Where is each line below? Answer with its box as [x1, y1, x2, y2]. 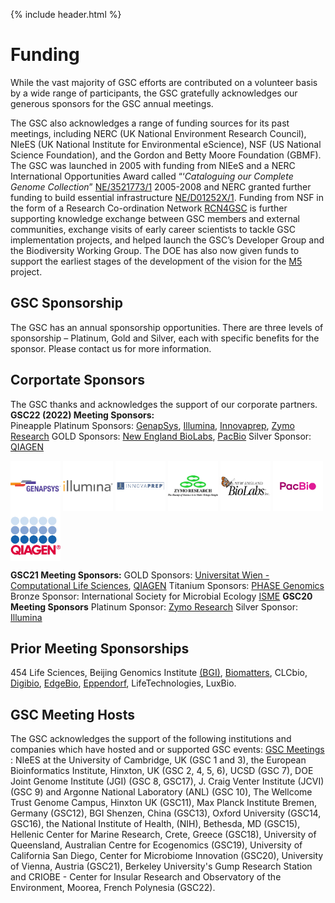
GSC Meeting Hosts [10, 706, 135, 723]
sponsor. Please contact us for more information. [10, 342, 212, 354]
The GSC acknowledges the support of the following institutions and [10, 733, 292, 745]
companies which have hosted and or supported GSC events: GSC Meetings [10, 744, 325, 756]
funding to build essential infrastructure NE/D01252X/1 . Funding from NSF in [10, 191, 325, 203]
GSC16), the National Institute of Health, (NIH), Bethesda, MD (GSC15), [10, 818, 301, 830]
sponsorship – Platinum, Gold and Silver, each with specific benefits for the [10, 332, 320, 344]
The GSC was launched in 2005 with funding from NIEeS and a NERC [10, 159, 296, 171]
